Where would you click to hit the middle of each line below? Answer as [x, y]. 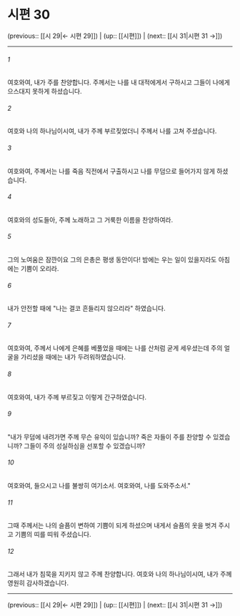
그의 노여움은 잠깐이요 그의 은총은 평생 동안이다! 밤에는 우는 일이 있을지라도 [112, 259]
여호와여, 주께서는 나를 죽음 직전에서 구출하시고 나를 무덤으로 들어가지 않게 [111, 171]
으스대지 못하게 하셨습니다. [45, 91]
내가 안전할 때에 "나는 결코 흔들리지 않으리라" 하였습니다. [86, 309]
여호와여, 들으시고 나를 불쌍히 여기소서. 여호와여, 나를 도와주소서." [99, 485]
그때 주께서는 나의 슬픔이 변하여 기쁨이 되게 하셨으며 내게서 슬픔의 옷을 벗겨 [112, 525]
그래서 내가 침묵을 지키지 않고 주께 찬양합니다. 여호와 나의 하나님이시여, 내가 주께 [120, 574]
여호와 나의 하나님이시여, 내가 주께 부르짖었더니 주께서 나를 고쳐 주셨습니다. [112, 131]
